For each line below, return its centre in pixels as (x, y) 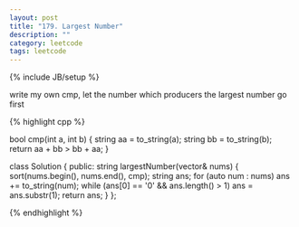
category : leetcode (46, 43)
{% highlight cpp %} (48, 122)
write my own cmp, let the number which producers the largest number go (148, 95)
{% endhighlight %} (46, 213)
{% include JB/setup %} (54, 77)
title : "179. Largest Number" (67, 26)
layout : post (34, 18)
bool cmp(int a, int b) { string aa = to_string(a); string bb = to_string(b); (141, 139)
